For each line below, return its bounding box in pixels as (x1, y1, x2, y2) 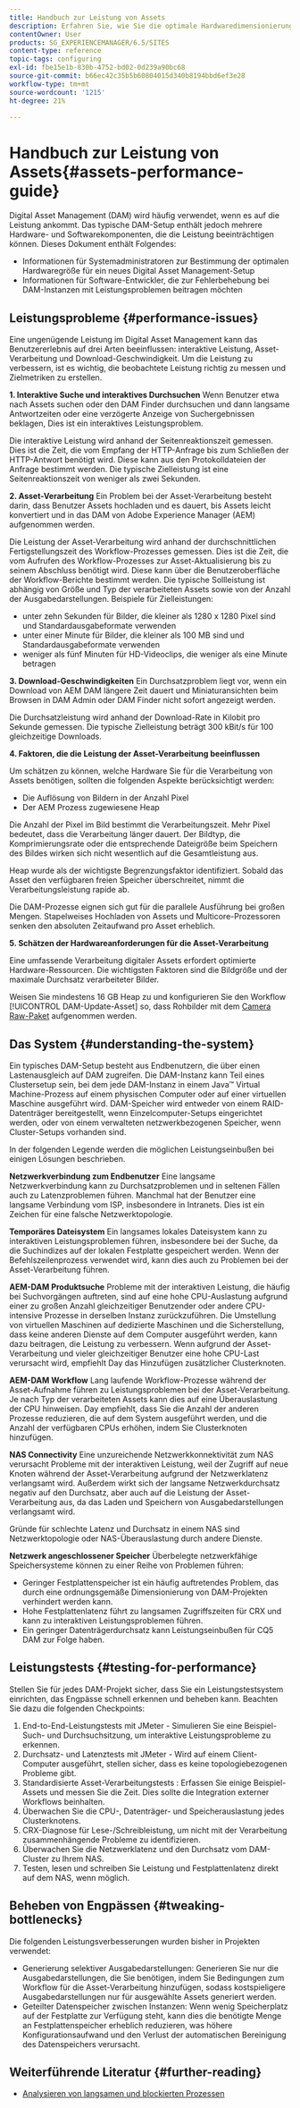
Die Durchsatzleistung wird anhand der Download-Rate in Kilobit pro (9, 712, 261, 723)
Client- (231, 1748, 258, 1759)
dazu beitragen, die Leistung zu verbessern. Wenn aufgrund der (9, 1338, 246, 1349)
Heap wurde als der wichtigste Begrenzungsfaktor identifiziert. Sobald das (9, 865, 284, 876)
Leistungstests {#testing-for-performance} (9, 1660, 257, 1675)
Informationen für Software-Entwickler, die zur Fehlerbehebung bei (21, 275, 270, 286)
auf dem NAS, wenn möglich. (21, 1872, 130, 1883)
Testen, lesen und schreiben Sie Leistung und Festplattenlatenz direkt (21, 1862, 279, 1874)
